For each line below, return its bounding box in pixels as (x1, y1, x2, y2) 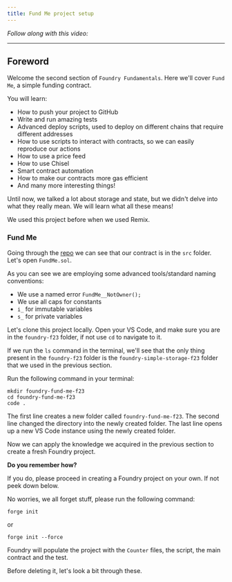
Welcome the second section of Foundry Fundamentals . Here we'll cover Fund (7, 74, 225, 82)
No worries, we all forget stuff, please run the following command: (7, 495, 195, 503)
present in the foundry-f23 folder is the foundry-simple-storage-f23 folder (7, 353, 219, 362)
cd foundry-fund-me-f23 (7, 393, 76, 401)
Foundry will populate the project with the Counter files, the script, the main (7, 545, 221, 554)
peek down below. (7, 481, 59, 489)
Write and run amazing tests (17, 115, 98, 124)
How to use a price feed (17, 152, 86, 160)
